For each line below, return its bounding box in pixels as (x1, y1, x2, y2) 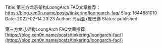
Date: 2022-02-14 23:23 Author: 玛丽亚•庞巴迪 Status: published (5, 16, 138, 21)
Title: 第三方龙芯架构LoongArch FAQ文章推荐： (5, 4, 101, 10)
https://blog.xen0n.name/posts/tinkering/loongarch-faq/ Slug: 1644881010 (5, 10, 157, 16)
